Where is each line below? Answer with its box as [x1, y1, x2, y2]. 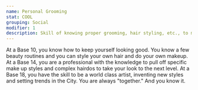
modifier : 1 [6, 25, 35, 31]
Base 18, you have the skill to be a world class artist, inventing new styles [6, 71, 184, 78]
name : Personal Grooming [6, 8, 67, 15]
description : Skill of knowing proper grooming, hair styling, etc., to [6, 30, 189, 36]
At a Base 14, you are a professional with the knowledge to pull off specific [6, 59, 187, 66]
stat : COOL [6, 14, 33, 20]
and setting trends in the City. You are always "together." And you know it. [6, 77, 186, 85]
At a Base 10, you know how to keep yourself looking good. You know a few [6, 46, 190, 53]
